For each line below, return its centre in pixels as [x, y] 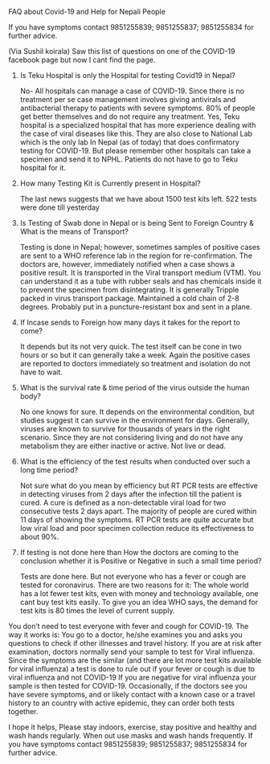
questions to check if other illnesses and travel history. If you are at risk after [135, 643]
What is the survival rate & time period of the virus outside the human [135, 388]
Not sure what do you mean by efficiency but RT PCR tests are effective [139, 486]
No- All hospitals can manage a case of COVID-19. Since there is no [132, 91]
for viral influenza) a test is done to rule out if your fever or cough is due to [132, 669]
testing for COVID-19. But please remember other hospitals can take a [135, 151]
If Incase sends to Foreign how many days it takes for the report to [130, 322]
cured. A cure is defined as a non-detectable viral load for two [123, 503]
